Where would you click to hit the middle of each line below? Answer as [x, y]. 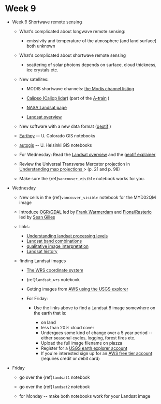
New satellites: [34, 79]
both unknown [41, 46]
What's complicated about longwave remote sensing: [72, 31]
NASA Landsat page [46, 107]
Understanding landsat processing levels [67, 236]
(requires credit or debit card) [70, 358]
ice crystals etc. [42, 70]
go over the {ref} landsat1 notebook [55, 377]
